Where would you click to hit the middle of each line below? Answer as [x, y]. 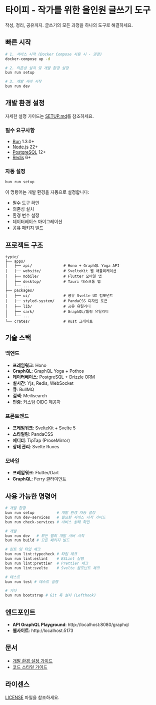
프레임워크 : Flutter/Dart [35, 473]
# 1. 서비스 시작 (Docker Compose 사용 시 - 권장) [54, 54]
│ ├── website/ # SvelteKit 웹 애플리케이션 [61, 271]
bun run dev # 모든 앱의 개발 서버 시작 [45, 536]
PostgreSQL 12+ [29, 152]
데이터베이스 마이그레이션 [37, 222]
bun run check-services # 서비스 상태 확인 [47, 522]
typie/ [12, 257]
